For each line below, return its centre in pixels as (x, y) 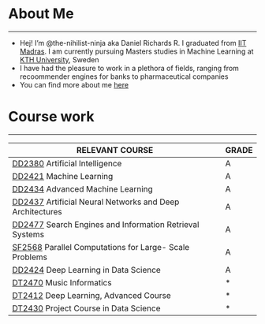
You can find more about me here (74, 84)
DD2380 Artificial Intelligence (67, 163)
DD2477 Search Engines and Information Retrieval (106, 224)
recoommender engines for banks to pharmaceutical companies (124, 76)
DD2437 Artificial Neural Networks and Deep (96, 202)
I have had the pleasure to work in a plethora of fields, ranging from (129, 68)
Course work (51, 117)
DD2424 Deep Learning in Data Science (87, 270)
